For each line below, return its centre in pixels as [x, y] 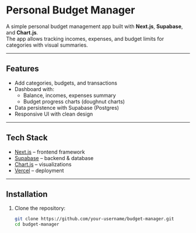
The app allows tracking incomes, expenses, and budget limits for [85, 39]
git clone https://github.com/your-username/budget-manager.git [94, 219]
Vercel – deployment [39, 171]
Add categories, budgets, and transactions [66, 83]
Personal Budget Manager [71, 10]
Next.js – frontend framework [50, 152]
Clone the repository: [40, 208]
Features [22, 69]
